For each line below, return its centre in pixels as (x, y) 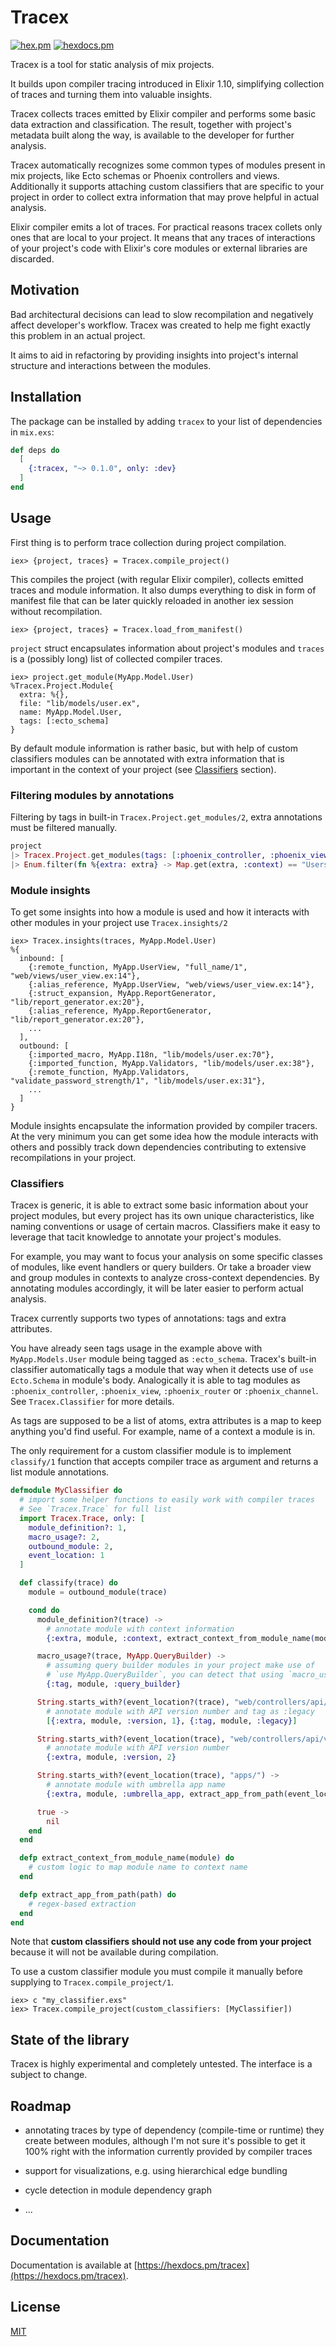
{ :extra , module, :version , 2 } (111, 1757)
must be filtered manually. (64, 828)
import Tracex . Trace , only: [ (82, 1518)
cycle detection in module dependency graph (118, 2190)
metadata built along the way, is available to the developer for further (152, 135)
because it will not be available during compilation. (114, 1952)
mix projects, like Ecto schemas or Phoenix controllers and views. (145, 175)
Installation (46, 397)
